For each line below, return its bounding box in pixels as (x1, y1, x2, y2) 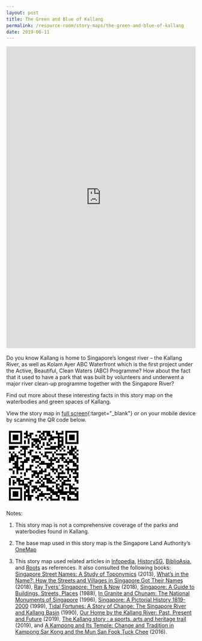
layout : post (6, 10, 39, 16)
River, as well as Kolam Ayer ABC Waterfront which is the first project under (6, 361, 194, 368)
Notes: (6, 510, 23, 517)
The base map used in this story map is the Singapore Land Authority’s (14, 540, 191, 547)
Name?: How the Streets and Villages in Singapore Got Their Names (14, 577, 183, 584)
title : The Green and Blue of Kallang (6, 16, 103, 22)
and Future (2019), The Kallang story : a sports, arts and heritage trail (14, 616, 186, 623)
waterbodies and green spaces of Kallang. (6, 398, 111, 406)
